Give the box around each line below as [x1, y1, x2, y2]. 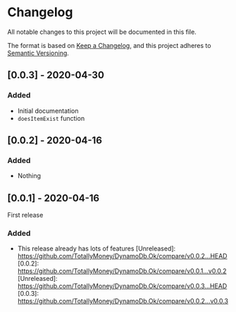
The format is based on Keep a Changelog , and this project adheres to [7, 41, 211, 49]
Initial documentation [17, 107, 79, 115]
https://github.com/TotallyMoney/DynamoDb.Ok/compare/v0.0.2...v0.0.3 [17, 297, 229, 306]
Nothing [17, 172, 41, 180]
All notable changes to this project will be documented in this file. [7, 28, 197, 36]
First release [7, 211, 44, 220]
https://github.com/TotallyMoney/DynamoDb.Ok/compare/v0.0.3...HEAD [17, 282, 228, 290]
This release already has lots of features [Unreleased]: [17, 244, 176, 253]
